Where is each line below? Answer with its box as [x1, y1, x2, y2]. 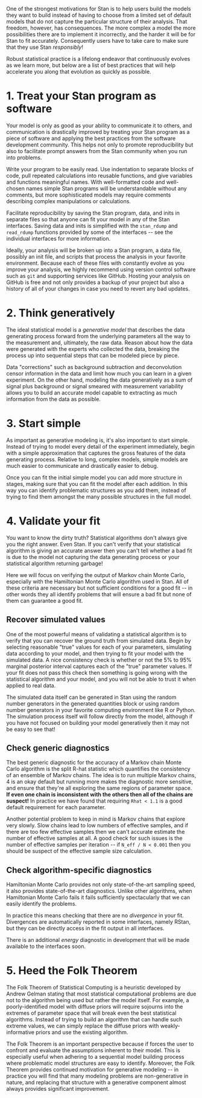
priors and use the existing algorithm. [36, 1029, 128, 1036]
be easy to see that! [6, 725, 55, 733]
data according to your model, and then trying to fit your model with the [6, 649, 184, 657]
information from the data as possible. [6, 395, 101, 403]
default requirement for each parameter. [6, 804, 106, 811]
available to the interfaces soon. [6, 943, 86, 950]
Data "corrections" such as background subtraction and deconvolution [6, 363, 182, 370]
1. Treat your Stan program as [6, 89, 157, 103]
